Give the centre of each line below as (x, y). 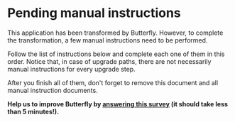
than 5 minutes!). (33, 111)
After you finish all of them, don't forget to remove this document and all (113, 82)
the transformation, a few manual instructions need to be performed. (108, 40)
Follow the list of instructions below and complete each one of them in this (116, 54)
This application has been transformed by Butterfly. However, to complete (115, 33)
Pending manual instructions (94, 13)
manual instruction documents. (53, 90)
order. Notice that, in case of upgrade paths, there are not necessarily (109, 61)
